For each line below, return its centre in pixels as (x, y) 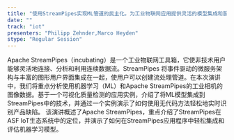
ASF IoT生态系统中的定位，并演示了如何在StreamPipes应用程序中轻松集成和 (116, 121)
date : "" (20, 20)
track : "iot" (26, 26)
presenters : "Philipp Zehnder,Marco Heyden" (73, 33)
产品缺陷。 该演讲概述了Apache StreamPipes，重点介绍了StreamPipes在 (117, 112)
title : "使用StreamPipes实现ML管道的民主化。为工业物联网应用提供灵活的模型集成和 (115, 14)
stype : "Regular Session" (45, 40)
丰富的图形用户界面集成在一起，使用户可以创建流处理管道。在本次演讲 (120, 78)
